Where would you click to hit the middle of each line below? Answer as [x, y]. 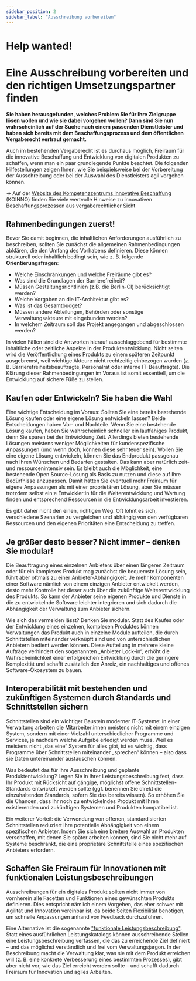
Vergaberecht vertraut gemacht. [46, 139]
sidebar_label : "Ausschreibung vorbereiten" [61, 17]
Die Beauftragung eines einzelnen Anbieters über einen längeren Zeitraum [96, 565]
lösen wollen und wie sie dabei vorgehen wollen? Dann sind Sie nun [90, 120]
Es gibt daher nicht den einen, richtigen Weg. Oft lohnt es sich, [81, 511]
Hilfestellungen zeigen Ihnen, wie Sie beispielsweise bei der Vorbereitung [94, 169]
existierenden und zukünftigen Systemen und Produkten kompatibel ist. [92, 807]
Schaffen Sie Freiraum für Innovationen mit [86, 869]
